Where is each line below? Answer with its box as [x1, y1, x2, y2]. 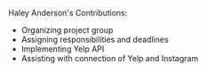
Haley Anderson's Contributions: [8, 8, 128, 18]
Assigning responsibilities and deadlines [20, 35, 170, 44]
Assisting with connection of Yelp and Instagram [20, 53, 199, 63]
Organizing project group [20, 25, 114, 35]
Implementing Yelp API [20, 44, 105, 54]
